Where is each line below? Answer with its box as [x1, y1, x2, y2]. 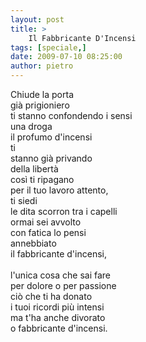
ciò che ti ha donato [10, 291, 93, 302]
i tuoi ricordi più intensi [10, 301, 105, 313]
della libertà [10, 163, 59, 175]
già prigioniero [10, 99, 70, 111]
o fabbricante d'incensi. [10, 322, 108, 334]
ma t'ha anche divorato [10, 312, 106, 323]
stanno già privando [10, 152, 93, 164]
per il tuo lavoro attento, [10, 184, 109, 196]
